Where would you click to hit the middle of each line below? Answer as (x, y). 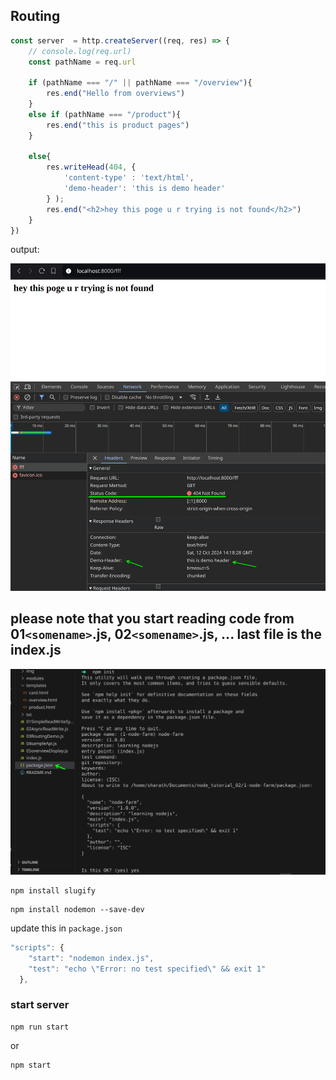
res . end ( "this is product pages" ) (118, 125)
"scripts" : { (37, 947)
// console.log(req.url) (80, 51)
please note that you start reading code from (152, 619)
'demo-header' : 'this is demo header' (144, 189)
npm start (31, 1065)
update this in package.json (66, 928)
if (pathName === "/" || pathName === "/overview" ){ (140, 83)
